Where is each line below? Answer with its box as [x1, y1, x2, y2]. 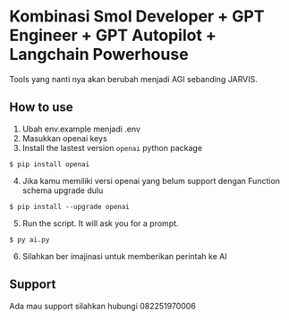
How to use [9, 100, 73, 115]
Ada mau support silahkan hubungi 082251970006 [9, 300, 197, 311]
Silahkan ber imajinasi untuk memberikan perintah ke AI [21, 250, 227, 261]
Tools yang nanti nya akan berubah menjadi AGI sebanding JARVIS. [9, 73, 258, 84]
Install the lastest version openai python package [21, 142, 203, 153]
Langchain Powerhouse [9, 45, 190, 64]
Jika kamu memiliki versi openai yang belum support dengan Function [21, 175, 280, 186]
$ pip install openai [9, 159, 90, 169]
